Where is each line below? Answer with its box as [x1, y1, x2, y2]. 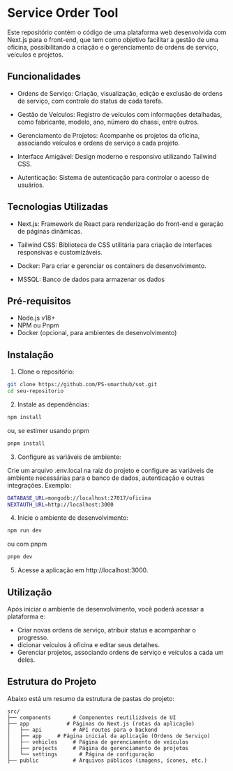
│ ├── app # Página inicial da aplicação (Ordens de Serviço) [7, 733, 211, 740]
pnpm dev [7, 553, 33, 560]
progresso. [17, 633, 49, 642]
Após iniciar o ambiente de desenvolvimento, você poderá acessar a [7, 605, 204, 613]
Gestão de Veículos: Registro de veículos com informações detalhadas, [17, 110, 223, 118]
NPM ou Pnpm [17, 321, 59, 330]
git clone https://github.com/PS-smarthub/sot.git [7, 381, 158, 388]
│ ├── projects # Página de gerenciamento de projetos [7, 744, 189, 751]
